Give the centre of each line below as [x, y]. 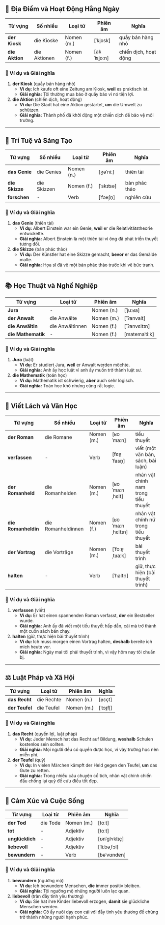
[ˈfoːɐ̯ [118, 549]
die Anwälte [63, 318]
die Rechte [49, 700]
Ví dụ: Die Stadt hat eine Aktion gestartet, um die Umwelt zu [81, 105]
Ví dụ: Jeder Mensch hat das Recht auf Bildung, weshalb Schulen [86, 739]
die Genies [49, 172]
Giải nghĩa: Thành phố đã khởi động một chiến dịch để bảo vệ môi [86, 115]
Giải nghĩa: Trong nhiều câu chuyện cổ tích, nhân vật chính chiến [86, 775]
